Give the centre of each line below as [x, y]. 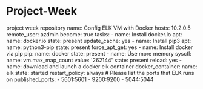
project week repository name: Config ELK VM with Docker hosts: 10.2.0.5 [98, 28]
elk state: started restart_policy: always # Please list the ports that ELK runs [100, 73]
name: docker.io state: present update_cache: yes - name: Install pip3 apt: [99, 41]
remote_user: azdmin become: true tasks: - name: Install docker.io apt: [94, 34]
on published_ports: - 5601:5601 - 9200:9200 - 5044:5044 [80, 79]
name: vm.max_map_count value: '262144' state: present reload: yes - [94, 60]
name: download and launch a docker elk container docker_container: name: [102, 66]
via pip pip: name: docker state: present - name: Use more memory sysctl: [99, 53]
